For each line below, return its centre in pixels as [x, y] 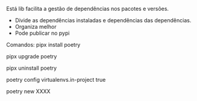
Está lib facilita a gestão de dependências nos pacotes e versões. [88, 9]
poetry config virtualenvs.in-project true [56, 80]
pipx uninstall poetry [32, 68]
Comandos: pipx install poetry [43, 45]
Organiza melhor [36, 27]
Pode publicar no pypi [42, 33]
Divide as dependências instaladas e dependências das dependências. [103, 20]
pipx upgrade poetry [32, 56]
